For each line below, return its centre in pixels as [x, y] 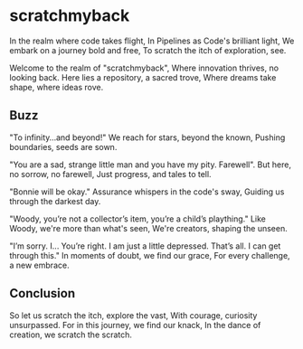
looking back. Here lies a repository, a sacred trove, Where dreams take [143, 77]
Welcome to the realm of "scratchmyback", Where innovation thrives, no [144, 68]
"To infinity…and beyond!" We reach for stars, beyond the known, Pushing [147, 137]
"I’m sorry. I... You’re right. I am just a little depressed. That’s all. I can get [145, 246]
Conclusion [43, 293]
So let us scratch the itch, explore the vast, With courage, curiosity [133, 315]
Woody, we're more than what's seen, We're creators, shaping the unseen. [148, 228]
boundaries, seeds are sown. [63, 146]
